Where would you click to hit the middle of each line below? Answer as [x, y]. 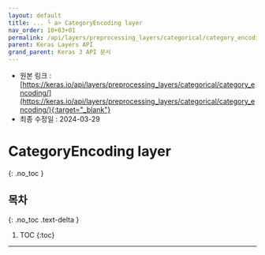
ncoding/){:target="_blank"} [65, 110]
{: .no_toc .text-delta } [44, 219]
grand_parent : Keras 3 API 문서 [60, 52]
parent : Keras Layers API [50, 45]
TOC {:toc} [37, 234]
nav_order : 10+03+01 [42, 30]
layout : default [35, 15]
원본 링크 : [35, 75]
